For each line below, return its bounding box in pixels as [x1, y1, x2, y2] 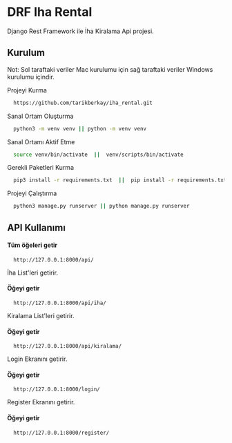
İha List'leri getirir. [7, 268, 59, 277]
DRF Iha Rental [7, 4, 93, 20]
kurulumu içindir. [7, 72, 55, 81]
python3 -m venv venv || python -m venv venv [13, 125, 147, 132]
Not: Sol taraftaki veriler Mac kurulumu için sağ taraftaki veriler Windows [7, 65, 213, 73]
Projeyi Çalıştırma [7, 189, 57, 197]
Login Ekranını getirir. [7, 355, 68, 363]
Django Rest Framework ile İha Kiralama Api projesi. [7, 27, 154, 35]
